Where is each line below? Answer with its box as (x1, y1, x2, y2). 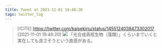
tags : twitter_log (5, 12, 43, 17)
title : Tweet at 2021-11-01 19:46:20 (5, 7, 83, 12)
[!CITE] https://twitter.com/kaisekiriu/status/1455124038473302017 (17, 25, 155, 31)
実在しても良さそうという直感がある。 (17, 38, 95, 44)
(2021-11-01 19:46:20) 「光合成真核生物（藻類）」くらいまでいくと (17, 31, 158, 37)
